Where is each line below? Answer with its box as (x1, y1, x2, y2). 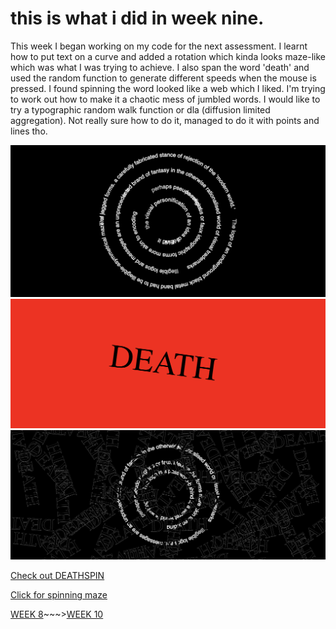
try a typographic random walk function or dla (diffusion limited (10, 103, 271, 116)
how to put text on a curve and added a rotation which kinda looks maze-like (10, 50, 326, 62)
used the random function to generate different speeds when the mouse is (10, 72, 317, 84)
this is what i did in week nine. (10, 7, 265, 30)
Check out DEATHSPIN (10, 570, 105, 582)
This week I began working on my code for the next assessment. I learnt (10, 40, 308, 52)
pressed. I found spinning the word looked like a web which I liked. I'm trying (10, 82, 326, 94)
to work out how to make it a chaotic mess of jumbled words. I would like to (10, 93, 321, 105)
